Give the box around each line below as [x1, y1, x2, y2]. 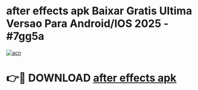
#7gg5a [6, 30, 45, 43]
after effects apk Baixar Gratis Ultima [6, 4, 192, 18]
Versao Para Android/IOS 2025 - [6, 17, 169, 30]
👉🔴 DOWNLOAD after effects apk [6, 72, 177, 85]
